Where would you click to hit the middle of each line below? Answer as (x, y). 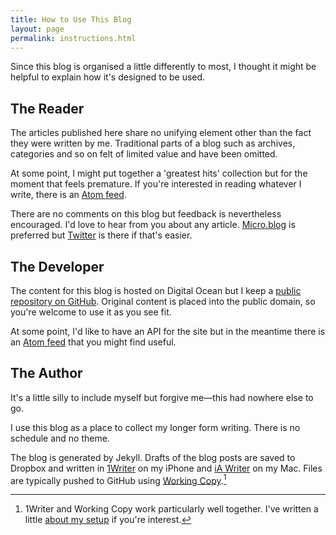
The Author (46, 373)
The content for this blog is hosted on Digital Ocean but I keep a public (156, 290)
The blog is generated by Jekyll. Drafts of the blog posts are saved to (153, 457)
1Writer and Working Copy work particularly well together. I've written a (171, 509)
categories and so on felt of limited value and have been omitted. (144, 154)
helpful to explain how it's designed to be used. (108, 77)
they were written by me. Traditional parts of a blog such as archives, (153, 143)
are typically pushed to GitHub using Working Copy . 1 (118, 479)
